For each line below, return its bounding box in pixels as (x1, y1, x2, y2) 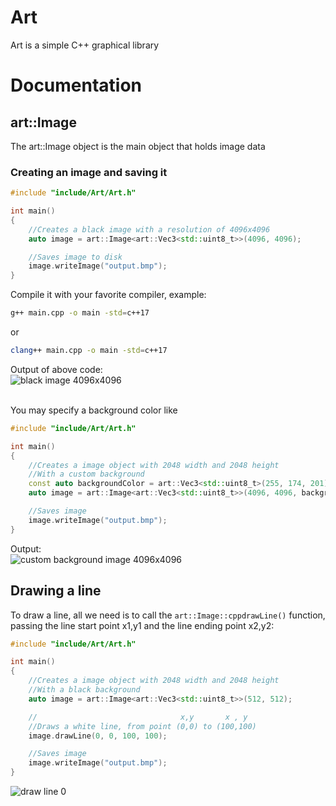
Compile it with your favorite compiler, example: (10, 289, 207, 301)
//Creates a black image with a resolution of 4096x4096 (28, 224, 271, 235)
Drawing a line (10, 582, 102, 600)
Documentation (10, 74, 143, 97)
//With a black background (28, 685, 141, 695)
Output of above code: (10, 363, 103, 375)
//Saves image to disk (28, 252, 123, 262)
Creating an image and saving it (10, 165, 168, 179)
